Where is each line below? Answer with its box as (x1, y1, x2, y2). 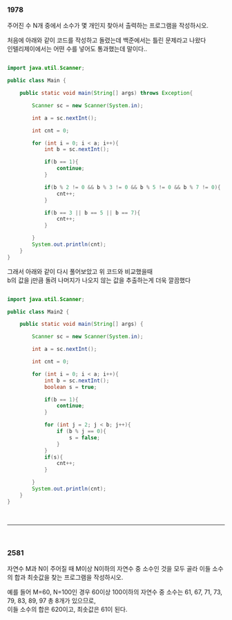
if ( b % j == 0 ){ (56, 428, 107, 435)
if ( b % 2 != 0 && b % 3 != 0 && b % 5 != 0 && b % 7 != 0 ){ (43, 183, 221, 191)
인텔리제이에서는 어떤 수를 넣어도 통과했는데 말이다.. (7, 45, 147, 53)
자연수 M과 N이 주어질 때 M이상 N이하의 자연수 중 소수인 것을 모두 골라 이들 (7, 564, 211, 572)
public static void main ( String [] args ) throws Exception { (19, 90, 193, 97)
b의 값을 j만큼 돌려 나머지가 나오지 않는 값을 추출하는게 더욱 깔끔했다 (7, 275, 191, 284)
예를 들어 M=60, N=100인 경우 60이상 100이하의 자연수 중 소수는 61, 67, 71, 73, (7, 587, 223, 596)
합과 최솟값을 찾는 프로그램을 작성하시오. (14, 573, 124, 581)
